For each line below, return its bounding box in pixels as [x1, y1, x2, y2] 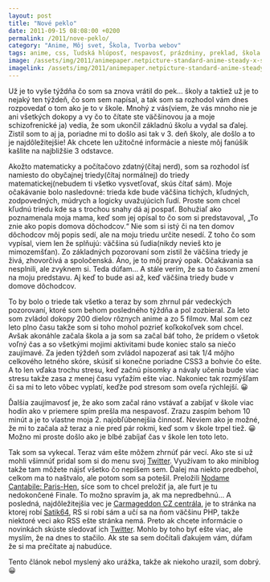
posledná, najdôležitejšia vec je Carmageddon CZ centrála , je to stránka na [8, 498, 257, 508]
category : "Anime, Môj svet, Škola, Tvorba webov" [8, 42, 182, 50]
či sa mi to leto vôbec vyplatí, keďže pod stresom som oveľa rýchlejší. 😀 [8, 382, 249, 391]
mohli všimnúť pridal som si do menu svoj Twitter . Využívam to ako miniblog [8, 456, 260, 465]
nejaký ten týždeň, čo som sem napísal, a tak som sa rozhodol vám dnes [8, 94, 249, 105]
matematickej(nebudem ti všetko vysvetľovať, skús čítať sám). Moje [8, 178, 232, 188]
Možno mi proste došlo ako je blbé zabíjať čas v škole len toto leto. [8, 432, 229, 441]
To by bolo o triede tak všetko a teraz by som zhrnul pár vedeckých [8, 297, 231, 306]
